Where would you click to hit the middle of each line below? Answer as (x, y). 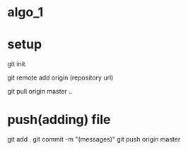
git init (17, 64)
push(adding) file (59, 120)
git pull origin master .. (40, 92)
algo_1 (25, 12)
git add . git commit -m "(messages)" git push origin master (94, 139)
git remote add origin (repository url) (60, 77)
